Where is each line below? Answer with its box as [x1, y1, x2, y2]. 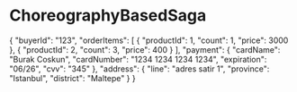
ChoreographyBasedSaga [9, 5, 207, 26]
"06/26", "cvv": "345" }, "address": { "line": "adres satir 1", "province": [9, 63, 270, 74]
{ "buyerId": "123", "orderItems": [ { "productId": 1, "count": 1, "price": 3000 [9, 35, 289, 46]
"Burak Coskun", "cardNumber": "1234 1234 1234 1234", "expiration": [9, 54, 267, 64]
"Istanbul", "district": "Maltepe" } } [9, 72, 137, 83]
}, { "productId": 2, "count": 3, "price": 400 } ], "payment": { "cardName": [9, 44, 281, 54]
